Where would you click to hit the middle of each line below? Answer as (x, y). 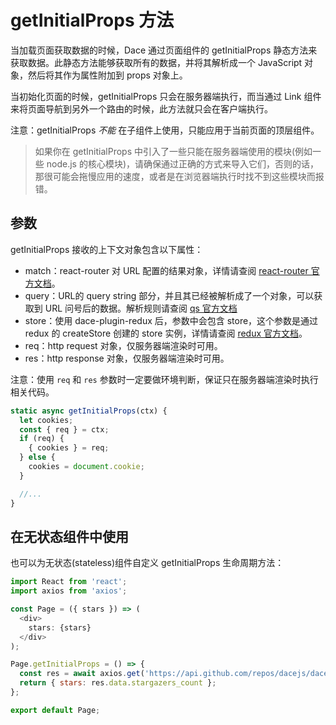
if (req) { (42, 439)
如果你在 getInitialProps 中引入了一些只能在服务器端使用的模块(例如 (173, 151)
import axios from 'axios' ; (69, 591)
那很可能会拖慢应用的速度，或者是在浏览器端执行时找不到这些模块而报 (179, 176)
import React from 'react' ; (69, 582)
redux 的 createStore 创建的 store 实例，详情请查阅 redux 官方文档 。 (166, 333)
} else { (37, 457)
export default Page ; (55, 710)
